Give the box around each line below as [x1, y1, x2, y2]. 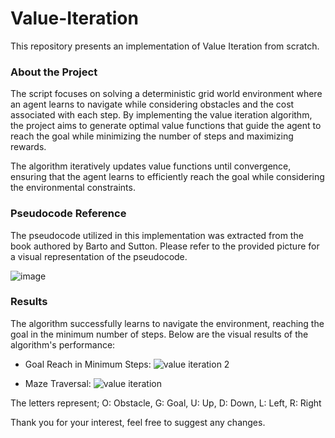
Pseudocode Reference [10, 207, 127, 221]
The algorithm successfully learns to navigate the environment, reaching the [10, 317, 325, 329]
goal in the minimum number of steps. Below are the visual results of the [10, 328, 309, 340]
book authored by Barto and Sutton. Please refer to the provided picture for [10, 240, 320, 252]
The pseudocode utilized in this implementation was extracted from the [10, 229, 304, 241]
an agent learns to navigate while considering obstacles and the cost [10, 98, 295, 111]
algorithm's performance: [10, 338, 116, 351]
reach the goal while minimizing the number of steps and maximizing [10, 130, 294, 142]
